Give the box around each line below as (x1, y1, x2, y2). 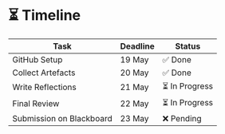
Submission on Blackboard (12, 112, 113, 124)
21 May (120, 81, 149, 93)
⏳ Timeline (8, 6, 81, 25)
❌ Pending (162, 112, 202, 124)
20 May (120, 67, 149, 78)
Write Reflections (12, 81, 77, 93)
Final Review (12, 98, 60, 109)
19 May (120, 53, 149, 65)
